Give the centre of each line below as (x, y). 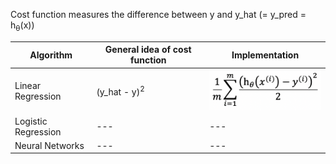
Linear (28, 85)
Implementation (265, 55)
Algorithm (51, 55)
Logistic (31, 121)
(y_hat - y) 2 (120, 91)
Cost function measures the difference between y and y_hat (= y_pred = (158, 14)
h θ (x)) (22, 26)
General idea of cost (148, 50)
